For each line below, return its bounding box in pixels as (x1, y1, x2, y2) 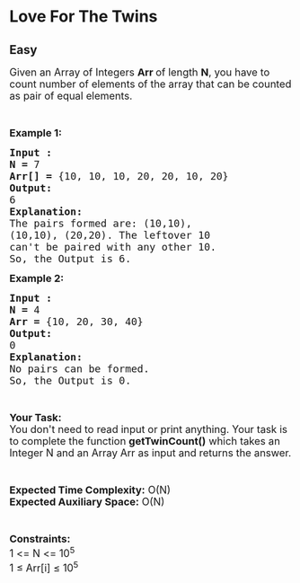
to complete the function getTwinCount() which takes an (9, 435, 281, 447)
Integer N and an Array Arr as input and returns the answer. (9, 446, 292, 459)
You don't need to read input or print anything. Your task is (9, 423, 288, 436)
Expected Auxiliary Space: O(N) (9, 496, 165, 508)
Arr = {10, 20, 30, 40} (9, 315, 144, 328)
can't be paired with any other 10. (9, 241, 217, 253)
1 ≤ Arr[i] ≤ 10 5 (9, 559, 79, 574)
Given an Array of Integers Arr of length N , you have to (9, 66, 270, 78)
